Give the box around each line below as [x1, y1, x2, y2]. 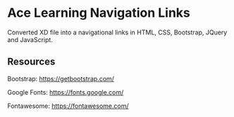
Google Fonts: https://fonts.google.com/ [7, 88, 124, 96]
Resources [7, 56, 56, 68]
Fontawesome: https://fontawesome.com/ [7, 102, 129, 110]
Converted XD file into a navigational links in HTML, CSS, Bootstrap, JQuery [7, 28, 228, 36]
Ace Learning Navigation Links [7, 5, 190, 21]
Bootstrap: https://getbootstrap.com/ [7, 74, 115, 83]
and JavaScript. [7, 35, 53, 43]
